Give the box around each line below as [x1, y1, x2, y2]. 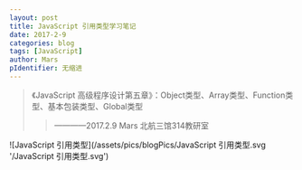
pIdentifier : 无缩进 [9, 64, 83, 73]
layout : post [9, 13, 59, 23]
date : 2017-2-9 [9, 30, 67, 39]
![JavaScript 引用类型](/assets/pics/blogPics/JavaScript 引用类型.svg [9, 139, 267, 150]
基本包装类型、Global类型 [47, 100, 143, 111]
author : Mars [9, 55, 59, 64]
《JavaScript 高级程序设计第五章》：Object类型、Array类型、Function [31, 90, 286, 100]
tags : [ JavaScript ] [9, 47, 83, 56]
